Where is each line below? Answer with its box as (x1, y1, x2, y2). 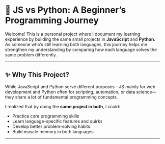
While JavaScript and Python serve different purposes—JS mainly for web (5, 83, 156, 90)
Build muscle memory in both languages (12, 128, 94, 134)
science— (136, 89, 157, 95)
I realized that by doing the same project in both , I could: (5, 103, 120, 109)
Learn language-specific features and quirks (12, 118, 103, 124)
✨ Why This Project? (5, 71, 70, 79)
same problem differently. (5, 51, 57, 58)
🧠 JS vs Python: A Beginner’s (5, 4, 126, 16)
